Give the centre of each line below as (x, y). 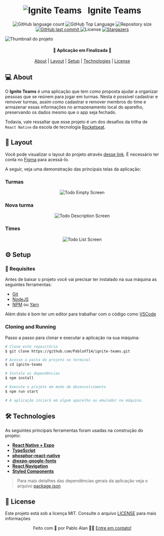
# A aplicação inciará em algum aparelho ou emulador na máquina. (74, 400)
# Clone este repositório (31, 346)
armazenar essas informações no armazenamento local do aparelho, (74, 107)
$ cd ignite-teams (24, 365)
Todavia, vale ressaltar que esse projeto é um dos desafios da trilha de (76, 122)
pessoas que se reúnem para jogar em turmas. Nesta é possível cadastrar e (82, 96)
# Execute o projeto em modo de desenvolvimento (56, 387)
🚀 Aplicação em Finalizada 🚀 (82, 50)
